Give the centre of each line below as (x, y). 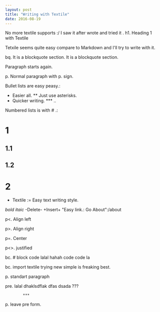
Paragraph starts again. (29, 67)
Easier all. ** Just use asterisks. (44, 96)
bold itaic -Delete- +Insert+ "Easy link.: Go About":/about (63, 210)
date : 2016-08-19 (23, 19)
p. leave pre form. (23, 305)
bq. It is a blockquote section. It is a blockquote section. (62, 57)
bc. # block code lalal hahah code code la (48, 258)
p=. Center (16, 238)
